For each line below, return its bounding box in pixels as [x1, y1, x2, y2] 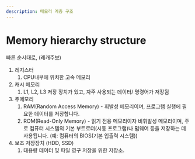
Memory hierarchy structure [6, 33, 147, 47]
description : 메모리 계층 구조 [6, 8, 74, 15]
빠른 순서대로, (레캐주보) [6, 54, 61, 61]
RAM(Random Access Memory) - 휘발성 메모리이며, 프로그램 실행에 [23, 103, 181, 110]
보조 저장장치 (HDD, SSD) [14, 139, 74, 146]
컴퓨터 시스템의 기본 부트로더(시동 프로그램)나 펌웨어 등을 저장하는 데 [29, 125, 186, 132]
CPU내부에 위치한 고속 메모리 [23, 74, 90, 81]
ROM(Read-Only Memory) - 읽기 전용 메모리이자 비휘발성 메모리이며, [23, 117, 184, 125]
